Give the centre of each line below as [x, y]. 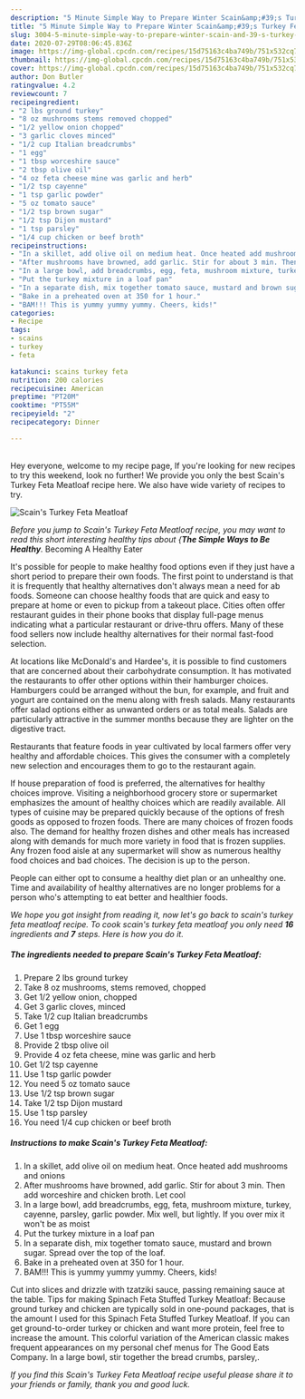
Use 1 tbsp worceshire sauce [77, 1035]
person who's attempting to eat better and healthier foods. [119, 897]
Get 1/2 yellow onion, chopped [80, 997]
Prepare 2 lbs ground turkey [76, 977]
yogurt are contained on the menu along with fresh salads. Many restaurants [153, 699]
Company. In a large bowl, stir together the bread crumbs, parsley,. [135, 1356]
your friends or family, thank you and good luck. [100, 1384]
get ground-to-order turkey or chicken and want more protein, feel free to [148, 1328]
